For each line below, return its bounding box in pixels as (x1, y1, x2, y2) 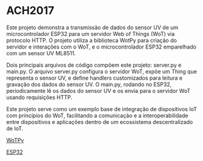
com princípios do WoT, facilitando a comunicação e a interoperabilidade (6, 112, 188, 119)
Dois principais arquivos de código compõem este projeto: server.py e (6, 61, 182, 69)
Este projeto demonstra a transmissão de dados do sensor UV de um (6, 24, 179, 31)
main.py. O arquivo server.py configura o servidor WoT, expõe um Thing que (6, 67, 197, 75)
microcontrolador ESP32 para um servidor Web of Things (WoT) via (6, 30, 175, 37)
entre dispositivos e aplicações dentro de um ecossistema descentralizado (6, 118, 193, 125)
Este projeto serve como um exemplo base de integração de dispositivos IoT (6, 105, 197, 112)
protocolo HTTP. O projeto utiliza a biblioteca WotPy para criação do (6, 36, 177, 44)
